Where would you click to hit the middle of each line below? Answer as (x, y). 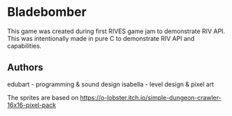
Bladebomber (47, 12)
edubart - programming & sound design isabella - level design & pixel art (111, 84)
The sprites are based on (43, 97)
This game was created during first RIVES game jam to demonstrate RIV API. (116, 31)
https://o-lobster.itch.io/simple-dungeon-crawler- (151, 97)
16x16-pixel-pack (32, 105)
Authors (25, 67)
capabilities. (24, 46)
